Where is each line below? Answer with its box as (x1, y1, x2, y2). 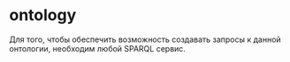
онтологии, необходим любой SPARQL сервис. (9, 43, 186, 53)
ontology (9, 5, 77, 25)
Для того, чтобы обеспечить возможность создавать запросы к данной (9, 34, 281, 45)
